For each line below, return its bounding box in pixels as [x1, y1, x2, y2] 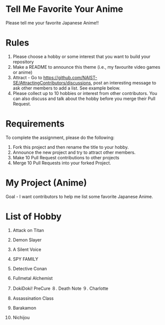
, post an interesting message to [90, 80, 157, 86]
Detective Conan [12, 266, 47, 272]
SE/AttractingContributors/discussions [12, 80, 91, 86]
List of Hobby [5, 211, 62, 222]
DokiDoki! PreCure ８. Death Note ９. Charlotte [12, 285, 109, 291]
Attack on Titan [12, 227, 44, 233]
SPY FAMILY [12, 256, 39, 262]
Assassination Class [12, 295, 54, 301]
